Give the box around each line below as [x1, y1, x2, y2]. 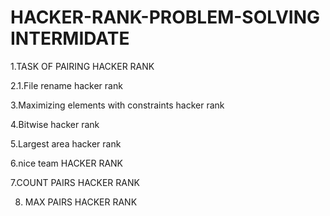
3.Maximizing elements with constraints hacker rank [10, 99, 225, 111]
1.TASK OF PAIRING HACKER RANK [10, 60, 155, 72]
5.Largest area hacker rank [10, 137, 122, 150]
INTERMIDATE [10, 27, 130, 50]
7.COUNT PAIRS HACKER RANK [10, 176, 140, 188]
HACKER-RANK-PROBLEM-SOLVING [10, 6, 321, 29]
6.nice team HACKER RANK [10, 157, 124, 169]
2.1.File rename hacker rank [10, 79, 123, 91]
